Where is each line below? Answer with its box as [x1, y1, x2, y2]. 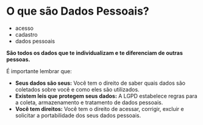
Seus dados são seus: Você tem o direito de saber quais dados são [15, 79, 186, 87]
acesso [15, 24, 34, 32]
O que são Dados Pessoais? [6, 4, 149, 18]
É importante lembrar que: [6, 67, 72, 74]
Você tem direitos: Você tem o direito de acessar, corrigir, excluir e [15, 105, 184, 112]
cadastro [15, 30, 38, 38]
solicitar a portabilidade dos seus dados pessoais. [15, 112, 141, 119]
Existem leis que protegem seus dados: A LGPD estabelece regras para [15, 92, 198, 99]
